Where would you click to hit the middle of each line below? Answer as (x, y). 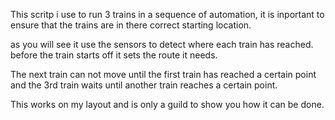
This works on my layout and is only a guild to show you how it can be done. (167, 104)
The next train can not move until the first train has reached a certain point (163, 74)
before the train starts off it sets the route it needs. (114, 55)
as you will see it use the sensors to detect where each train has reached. (162, 44)
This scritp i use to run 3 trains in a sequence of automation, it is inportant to (167, 14)
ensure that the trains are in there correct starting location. (131, 25)
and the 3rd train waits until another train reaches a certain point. (144, 85)
